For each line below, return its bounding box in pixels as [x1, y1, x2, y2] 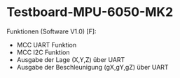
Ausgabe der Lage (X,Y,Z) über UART [16, 55, 125, 63]
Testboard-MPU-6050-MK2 [6, 4, 174, 20]
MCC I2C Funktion [16, 48, 70, 56]
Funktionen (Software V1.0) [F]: [6, 27, 97, 36]
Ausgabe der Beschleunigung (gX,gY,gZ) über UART [16, 63, 169, 71]
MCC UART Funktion [16, 40, 77, 49]
